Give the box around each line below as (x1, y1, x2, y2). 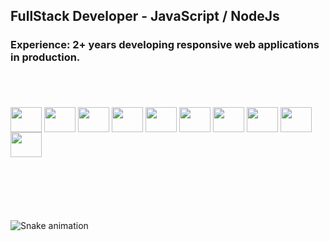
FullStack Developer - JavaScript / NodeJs (10, 8, 280, 25)
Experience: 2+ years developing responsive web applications (10, 38, 320, 52)
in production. (10, 50, 81, 64)
